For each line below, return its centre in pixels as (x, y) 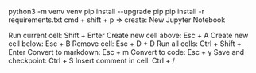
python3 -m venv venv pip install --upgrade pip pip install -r (107, 12)
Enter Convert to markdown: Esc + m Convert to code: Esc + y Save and (126, 52)
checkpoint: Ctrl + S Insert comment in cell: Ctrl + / (91, 60)
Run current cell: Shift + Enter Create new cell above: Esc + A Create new (128, 35)
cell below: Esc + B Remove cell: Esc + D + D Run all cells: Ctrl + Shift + (125, 44)
